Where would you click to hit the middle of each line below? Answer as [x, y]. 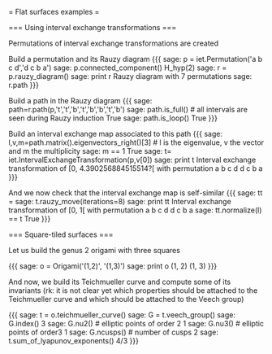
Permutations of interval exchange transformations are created [114, 43]
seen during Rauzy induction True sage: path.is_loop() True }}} [113, 118]
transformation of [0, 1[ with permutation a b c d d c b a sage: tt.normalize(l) [135, 210]
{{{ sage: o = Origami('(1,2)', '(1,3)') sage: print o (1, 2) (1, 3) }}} [113, 266]
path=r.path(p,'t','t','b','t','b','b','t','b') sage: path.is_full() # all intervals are [128, 109]
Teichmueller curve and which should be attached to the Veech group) [126, 299]
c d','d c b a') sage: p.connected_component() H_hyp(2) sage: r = [118, 68]
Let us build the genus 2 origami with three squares [95, 250]
